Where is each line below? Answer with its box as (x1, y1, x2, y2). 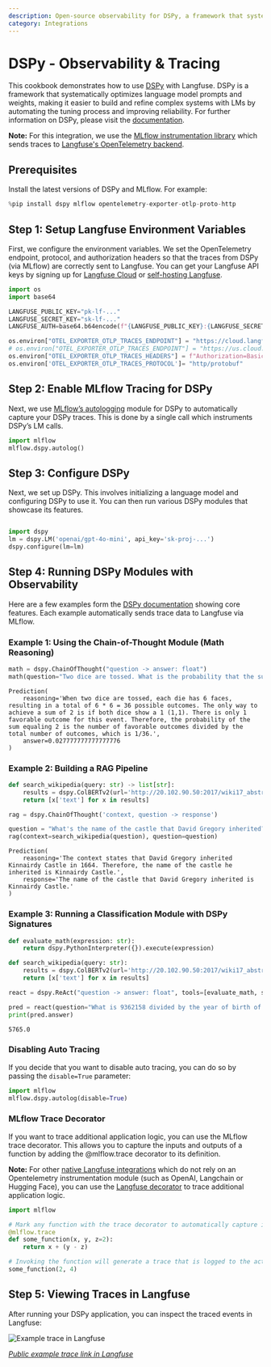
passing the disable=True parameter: (8, 1071, 131, 1081)
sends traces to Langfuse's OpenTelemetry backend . (8, 139, 185, 150)
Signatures (8, 919, 52, 930)
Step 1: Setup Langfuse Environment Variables (8, 222, 246, 236)
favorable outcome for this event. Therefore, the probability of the (8, 715, 251, 724)
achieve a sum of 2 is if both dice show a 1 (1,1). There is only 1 (8, 709, 248, 717)
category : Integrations (8, 19, 89, 28)
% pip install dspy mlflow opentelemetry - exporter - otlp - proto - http (8, 200, 236, 209)
